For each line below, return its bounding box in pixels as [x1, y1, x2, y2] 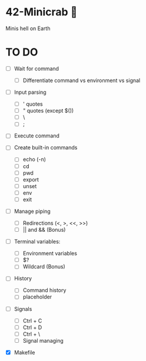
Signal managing [22, 337, 64, 344]
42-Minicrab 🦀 [5, 5, 78, 19]
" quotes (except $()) [22, 107, 74, 114]
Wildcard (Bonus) [22, 263, 65, 270]
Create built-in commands [14, 144, 78, 151]
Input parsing [14, 88, 47, 96]
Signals [14, 305, 32, 312]
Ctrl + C [22, 317, 42, 324]
